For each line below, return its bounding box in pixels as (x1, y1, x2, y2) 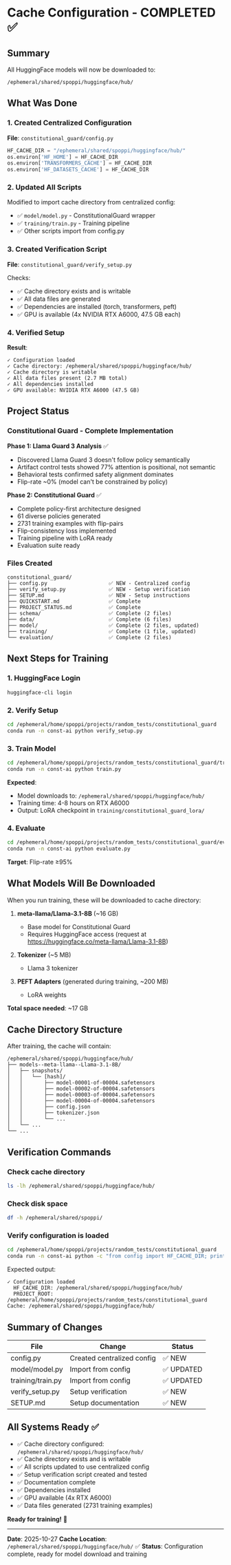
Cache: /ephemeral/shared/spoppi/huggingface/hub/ (7, 1303, 155, 1310)
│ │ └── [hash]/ (7, 1074, 67, 1080)
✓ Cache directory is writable (7, 369, 97, 376)
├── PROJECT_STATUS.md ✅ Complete (7, 604, 141, 611)
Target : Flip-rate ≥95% (7, 858, 73, 866)
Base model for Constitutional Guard (27, 922, 131, 930)
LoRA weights (27, 990, 67, 999)
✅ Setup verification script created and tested (16, 1470, 148, 1478)
